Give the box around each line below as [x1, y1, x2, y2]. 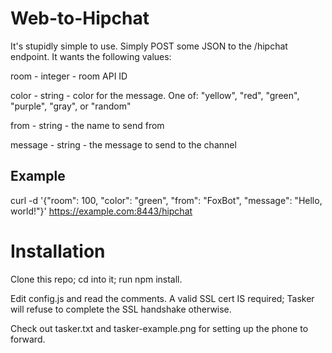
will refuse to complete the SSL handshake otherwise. [10, 303, 232, 315]
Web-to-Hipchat [10, 7, 150, 30]
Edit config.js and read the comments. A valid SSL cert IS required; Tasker [10, 292, 315, 304]
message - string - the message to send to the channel [10, 138, 237, 151]
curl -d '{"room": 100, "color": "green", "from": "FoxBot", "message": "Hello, [10, 194, 323, 206]
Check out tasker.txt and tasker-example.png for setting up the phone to [10, 322, 309, 334]
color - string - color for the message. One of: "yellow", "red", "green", [10, 89, 300, 101]
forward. [10, 333, 46, 345]
